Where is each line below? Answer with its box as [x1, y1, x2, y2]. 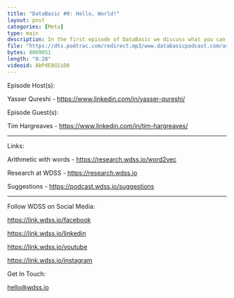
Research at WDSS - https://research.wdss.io [7, 168, 138, 177]
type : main [7, 29, 39, 37]
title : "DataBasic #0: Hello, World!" [7, 10, 120, 17]
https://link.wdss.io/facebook [7, 215, 91, 223]
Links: [7, 141, 24, 150]
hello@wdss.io [7, 283, 49, 291]
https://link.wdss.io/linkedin [7, 229, 86, 237]
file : [7, 42, 23, 49]
